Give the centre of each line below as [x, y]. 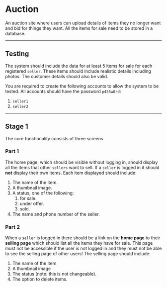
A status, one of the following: [43, 193]
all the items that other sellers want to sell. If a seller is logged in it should [82, 167]
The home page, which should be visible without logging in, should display [82, 162]
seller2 [20, 106]
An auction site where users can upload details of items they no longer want [83, 23]
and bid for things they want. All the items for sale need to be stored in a [79, 28]
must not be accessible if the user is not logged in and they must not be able [83, 248]
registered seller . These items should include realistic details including [78, 71]
